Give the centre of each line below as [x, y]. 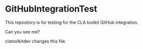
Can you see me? [22, 32]
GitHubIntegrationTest [51, 9]
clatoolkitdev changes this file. [36, 41]
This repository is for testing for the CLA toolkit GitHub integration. [72, 22]
